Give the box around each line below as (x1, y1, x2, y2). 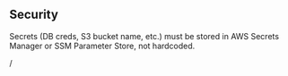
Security (9, 7, 58, 22)
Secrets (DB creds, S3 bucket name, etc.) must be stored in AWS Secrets (9, 30, 280, 41)
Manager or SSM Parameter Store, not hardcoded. (9, 40, 196, 51)
